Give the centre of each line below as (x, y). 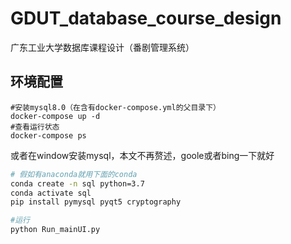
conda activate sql (51, 193)
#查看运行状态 (35, 127)
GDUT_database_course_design (146, 18)
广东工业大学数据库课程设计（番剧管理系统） (102, 47)
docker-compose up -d (55, 116)
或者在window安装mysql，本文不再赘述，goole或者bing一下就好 (142, 155)
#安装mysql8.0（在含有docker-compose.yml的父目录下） (115, 107)
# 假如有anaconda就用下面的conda (74, 174)
